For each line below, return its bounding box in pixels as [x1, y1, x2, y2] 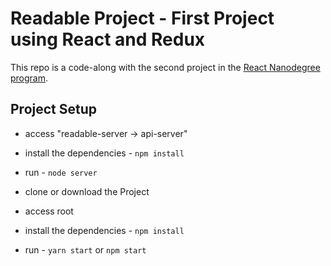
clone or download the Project [24, 185, 150, 197]
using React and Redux [10, 28, 206, 51]
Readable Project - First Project [10, 7, 275, 30]
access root [24, 205, 74, 217]
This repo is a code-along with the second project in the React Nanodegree [10, 61, 321, 73]
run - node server [24, 166, 98, 178]
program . [10, 72, 49, 84]
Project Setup [10, 101, 98, 118]
